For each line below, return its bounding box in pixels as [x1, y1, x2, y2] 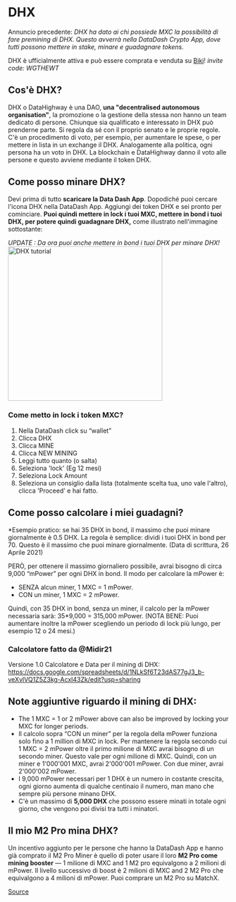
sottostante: [8, 224, 43, 233]
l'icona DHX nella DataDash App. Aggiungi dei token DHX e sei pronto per [8, 202, 222, 210]
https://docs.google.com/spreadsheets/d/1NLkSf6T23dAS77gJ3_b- [8, 668, 205, 676]
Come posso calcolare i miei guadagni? [8, 507, 184, 519]
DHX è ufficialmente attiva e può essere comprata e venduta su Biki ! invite [8, 56, 223, 64]
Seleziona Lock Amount [18, 471, 87, 480]
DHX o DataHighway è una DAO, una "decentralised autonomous [8, 103, 200, 112]
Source [8, 887, 29, 896]
